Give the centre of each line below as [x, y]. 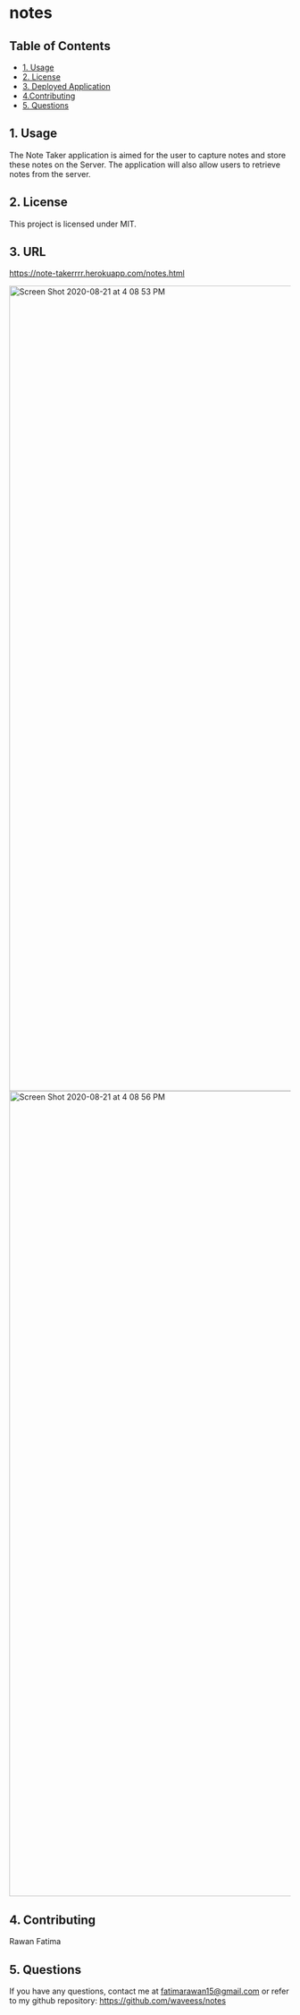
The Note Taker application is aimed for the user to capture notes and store [148, 155]
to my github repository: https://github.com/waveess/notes [117, 2001]
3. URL [28, 252]
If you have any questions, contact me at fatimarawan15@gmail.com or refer [150, 1991]
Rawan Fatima [35, 1942]
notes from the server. [50, 174]
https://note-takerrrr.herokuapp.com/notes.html [97, 273]
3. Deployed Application [66, 86]
